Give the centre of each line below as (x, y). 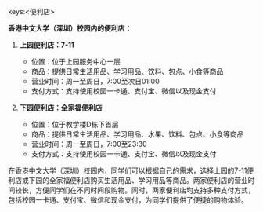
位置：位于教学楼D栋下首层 (75, 124)
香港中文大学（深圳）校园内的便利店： (70, 28)
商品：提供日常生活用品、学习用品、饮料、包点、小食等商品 (127, 71)
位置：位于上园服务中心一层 (76, 62)
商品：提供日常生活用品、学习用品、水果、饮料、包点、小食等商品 (137, 134)
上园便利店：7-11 (47, 45)
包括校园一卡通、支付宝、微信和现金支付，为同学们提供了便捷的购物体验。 (128, 200)
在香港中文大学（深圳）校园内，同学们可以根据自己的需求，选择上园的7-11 (128, 170)
